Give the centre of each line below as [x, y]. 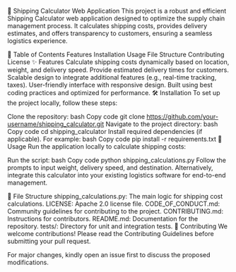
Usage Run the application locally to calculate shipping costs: [96, 147]
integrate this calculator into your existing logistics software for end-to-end [117, 175]
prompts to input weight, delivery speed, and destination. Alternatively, [110, 168]
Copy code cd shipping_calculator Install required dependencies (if [105, 131]
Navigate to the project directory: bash [162, 124]
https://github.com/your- [183, 117]
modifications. [28, 262]
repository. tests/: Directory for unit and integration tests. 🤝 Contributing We [118, 226]
